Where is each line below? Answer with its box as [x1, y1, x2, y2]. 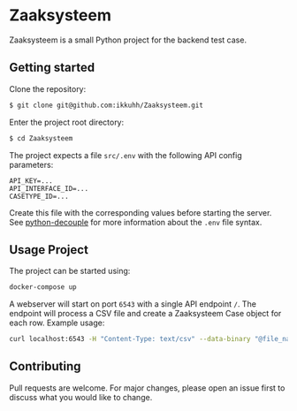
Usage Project [9, 242, 88, 257]
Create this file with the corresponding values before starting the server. [9, 207, 272, 217]
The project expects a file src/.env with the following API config [9, 149, 243, 160]
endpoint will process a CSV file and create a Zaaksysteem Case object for [9, 308, 282, 319]
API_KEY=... [9, 176, 53, 186]
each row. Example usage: [9, 317, 105, 328]
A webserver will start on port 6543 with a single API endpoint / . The [9, 299, 256, 309]
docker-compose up [9, 283, 77, 292]
